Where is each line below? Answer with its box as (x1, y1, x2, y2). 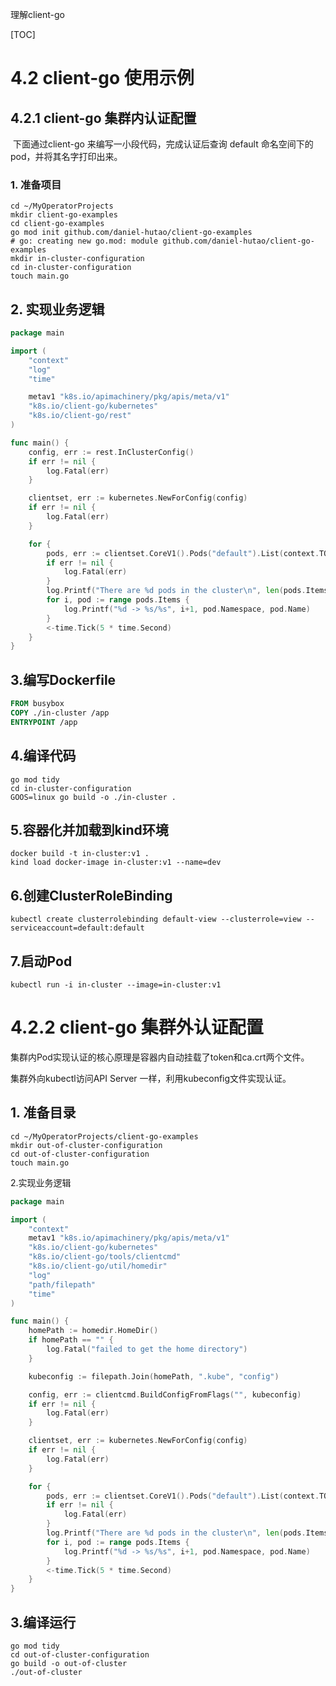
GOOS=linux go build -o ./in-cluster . (10, 792, 177, 802)
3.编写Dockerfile (10, 671, 117, 688)
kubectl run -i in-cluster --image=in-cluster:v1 (10, 980, 222, 990)
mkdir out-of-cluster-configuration (10, 1140, 163, 1150)
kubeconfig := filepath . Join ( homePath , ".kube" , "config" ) (28, 1371, 280, 1382)
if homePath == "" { (28, 1335, 114, 1345)
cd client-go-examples (10, 219, 105, 229)
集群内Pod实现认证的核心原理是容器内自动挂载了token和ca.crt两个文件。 (10, 1051, 310, 1063)
